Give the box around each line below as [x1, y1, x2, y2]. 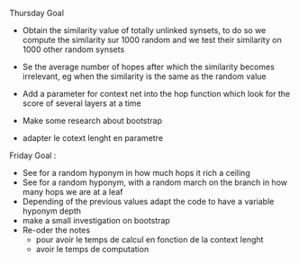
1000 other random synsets [22, 44, 125, 55]
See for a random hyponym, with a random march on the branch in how [22, 177, 288, 188]
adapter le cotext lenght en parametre [22, 133, 164, 143]
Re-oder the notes [22, 224, 91, 235]
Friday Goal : [9, 150, 57, 161]
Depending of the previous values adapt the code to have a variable [22, 197, 275, 206]
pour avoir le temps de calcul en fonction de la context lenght [35, 234, 264, 245]
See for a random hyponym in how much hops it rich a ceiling [22, 168, 250, 178]
